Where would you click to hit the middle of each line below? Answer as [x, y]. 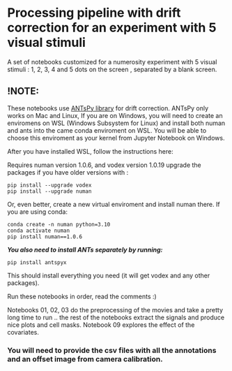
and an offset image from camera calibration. [85, 359]
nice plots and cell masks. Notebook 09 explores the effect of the [101, 325]
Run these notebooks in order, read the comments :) [82, 296]
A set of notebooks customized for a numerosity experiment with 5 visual [112, 61]
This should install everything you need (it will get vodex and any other [109, 275]
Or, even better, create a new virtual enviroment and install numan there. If [114, 204]
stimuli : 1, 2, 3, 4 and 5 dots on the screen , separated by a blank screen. [112, 69]
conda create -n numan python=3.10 [59, 224]
